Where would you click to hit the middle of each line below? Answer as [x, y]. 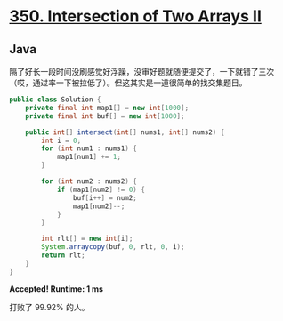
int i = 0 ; [61, 140]
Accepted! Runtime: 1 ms [57, 289]
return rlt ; [64, 255]
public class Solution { [55, 100]
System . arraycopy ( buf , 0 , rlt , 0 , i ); [113, 247]
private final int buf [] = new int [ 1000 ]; [105, 116]
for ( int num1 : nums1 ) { [89, 148]
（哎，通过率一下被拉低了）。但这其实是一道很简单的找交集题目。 [128, 83]
